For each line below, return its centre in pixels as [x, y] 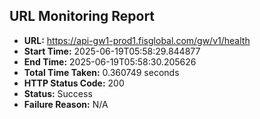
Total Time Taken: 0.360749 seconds [101, 72]
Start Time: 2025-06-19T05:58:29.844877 [112, 51]
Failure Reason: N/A [66, 104]
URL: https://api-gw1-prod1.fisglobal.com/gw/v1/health [137, 40]
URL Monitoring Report [82, 16]
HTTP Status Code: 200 [74, 83]
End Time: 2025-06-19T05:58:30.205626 [110, 61]
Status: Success [58, 93]
